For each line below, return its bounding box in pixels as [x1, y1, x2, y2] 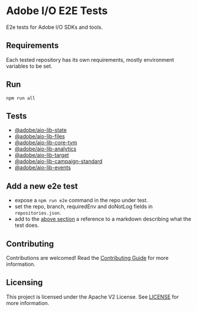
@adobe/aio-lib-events [14, 164, 71, 171]
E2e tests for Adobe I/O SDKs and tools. [6, 24, 103, 31]
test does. [14, 222, 39, 229]
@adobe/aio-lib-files [14, 133, 65, 140]
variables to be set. [6, 62, 53, 69]
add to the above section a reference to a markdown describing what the [14, 216, 192, 223]
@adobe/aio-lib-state [14, 126, 67, 133]
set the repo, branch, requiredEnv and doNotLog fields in [14, 203, 153, 210]
